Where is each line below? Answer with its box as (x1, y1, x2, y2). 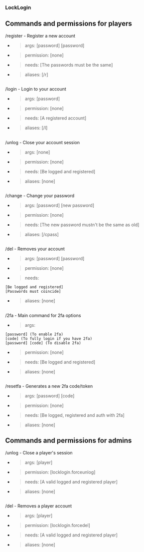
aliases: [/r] (24, 72, 48, 78)
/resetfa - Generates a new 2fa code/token (5, 383, 93, 389)
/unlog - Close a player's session (5, 449, 73, 455)
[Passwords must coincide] (5, 289, 61, 294)
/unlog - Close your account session (5, 139, 80, 145)
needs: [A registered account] (24, 115, 87, 121)
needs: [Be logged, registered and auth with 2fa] (24, 412, 125, 418)
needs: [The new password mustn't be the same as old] (24, 222, 140, 228)
